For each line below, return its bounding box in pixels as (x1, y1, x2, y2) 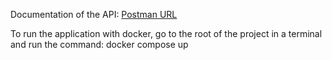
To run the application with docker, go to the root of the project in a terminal (10, 28, 323, 39)
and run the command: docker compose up (10, 39, 189, 50)
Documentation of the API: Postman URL (10, 9, 178, 20)
